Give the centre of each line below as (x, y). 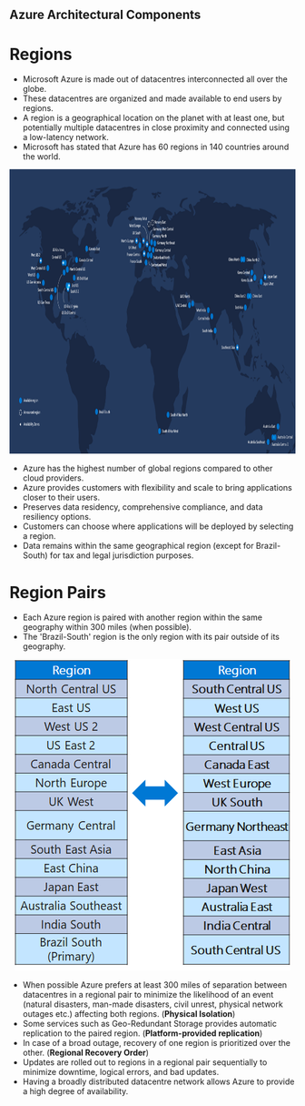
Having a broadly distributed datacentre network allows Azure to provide (158, 1081)
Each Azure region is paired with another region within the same (143, 617)
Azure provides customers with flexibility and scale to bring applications (157, 488)
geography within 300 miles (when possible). (107, 627)
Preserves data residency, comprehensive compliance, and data (143, 507)
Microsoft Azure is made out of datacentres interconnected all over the (155, 79)
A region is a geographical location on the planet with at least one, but (153, 118)
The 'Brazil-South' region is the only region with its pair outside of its (151, 637)
